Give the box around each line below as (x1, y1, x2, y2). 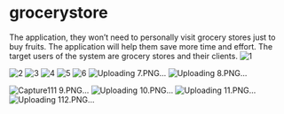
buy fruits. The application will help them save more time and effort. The (9, 41, 273, 51)
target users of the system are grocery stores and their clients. (9, 50, 238, 61)
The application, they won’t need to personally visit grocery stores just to (9, 32, 276, 42)
